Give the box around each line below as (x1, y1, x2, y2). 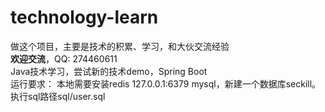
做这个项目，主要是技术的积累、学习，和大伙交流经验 (10, 40, 230, 52)
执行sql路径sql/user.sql (10, 90, 106, 102)
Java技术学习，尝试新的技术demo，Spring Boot (10, 65, 208, 77)
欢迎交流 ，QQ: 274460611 (10, 52, 118, 65)
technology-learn (10, 6, 159, 29)
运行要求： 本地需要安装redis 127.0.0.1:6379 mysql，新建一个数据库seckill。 (10, 77, 322, 90)
